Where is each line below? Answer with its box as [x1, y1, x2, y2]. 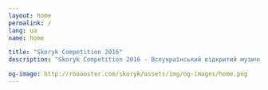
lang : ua [8, 26, 37, 34]
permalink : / [8, 19, 52, 27]
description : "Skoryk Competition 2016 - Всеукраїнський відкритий [8, 56, 238, 64]
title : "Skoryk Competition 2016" [8, 49, 124, 57]
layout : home [8, 11, 52, 20]
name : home [8, 33, 45, 42]
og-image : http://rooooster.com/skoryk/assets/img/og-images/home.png [8, 70, 248, 78]
